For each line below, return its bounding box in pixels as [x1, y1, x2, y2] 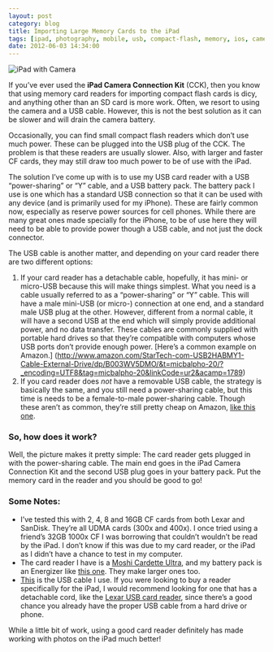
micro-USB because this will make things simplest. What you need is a [19, 281, 256, 291]
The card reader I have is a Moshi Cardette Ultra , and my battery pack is [19, 558, 262, 567]
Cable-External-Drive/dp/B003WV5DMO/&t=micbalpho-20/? [19, 359, 224, 369]
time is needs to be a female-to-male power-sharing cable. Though [19, 393, 245, 403]
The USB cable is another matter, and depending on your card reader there [8, 249, 260, 259]
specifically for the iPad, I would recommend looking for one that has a [19, 583, 258, 593]
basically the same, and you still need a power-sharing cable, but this [19, 385, 253, 395]
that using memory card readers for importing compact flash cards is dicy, [8, 89, 258, 98]
